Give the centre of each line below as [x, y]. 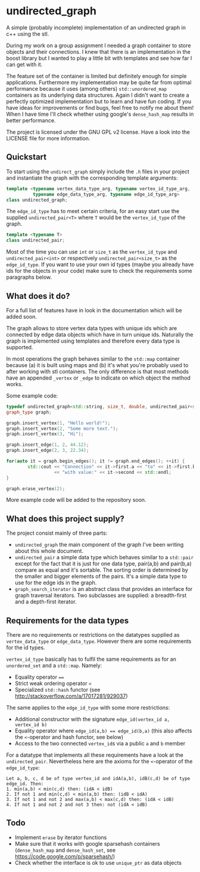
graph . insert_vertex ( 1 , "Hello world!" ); [58, 423]
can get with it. [24, 64]
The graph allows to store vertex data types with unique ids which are [92, 328]
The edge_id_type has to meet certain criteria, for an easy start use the [93, 211]
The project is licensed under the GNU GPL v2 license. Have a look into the [98, 132]
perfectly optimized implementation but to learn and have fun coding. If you [99, 101]
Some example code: [32, 396]
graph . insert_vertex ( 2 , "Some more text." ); [62, 429]
